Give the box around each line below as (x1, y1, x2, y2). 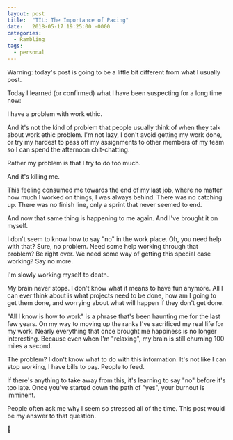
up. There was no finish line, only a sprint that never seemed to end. (7, 200, 202, 209)
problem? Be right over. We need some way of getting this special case (7, 250, 211, 258)
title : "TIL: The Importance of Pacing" (7, 17, 129, 24)
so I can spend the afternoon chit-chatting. (7, 145, 130, 154)
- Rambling (13, 36, 45, 43)
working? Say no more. (7, 256, 74, 265)
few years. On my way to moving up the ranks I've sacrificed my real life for (7, 319, 224, 327)
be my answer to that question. (7, 412, 96, 420)
